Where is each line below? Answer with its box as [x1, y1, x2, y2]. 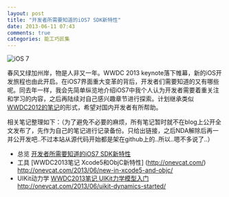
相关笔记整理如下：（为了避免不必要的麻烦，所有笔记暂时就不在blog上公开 [7, 118, 215, 126]
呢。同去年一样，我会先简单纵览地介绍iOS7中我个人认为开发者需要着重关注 [7, 86, 219, 94]
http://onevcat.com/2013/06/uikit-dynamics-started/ [17, 182, 166, 190]
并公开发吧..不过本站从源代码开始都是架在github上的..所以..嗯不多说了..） [7, 135, 214, 143]
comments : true [7, 29, 51, 37]
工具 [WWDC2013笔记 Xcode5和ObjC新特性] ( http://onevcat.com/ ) [17, 158, 206, 167]
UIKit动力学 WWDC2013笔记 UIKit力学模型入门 [17, 174, 149, 183]
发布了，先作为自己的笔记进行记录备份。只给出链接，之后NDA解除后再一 [12, 127, 219, 135]
